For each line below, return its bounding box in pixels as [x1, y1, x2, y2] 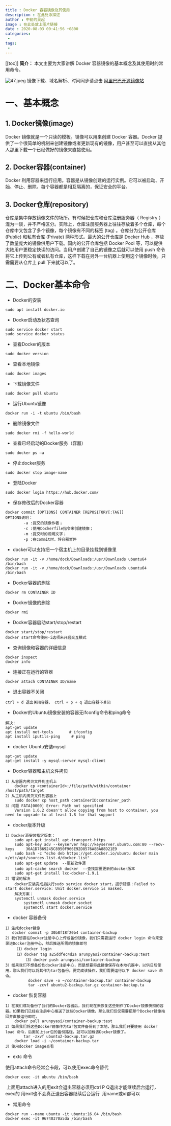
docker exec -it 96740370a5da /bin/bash [5, 1116, 93, 1121]
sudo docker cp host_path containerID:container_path [14, 798, 131, 803]
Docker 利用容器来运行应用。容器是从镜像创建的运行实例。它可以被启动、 [5, 177, 160, 183]
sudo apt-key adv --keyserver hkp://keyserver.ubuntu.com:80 [14, 842, 147, 847]
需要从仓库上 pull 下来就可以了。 [9, 259, 78, 266]
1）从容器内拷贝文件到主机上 [5, 779, 57, 785]
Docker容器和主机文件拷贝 [12, 768, 69, 774]
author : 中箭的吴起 [5, 17, 45, 22]
